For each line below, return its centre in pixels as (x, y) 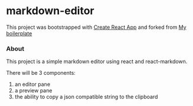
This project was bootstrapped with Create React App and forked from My (97, 27)
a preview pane (33, 91)
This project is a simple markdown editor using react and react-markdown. (97, 62)
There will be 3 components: (41, 73)
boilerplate (19, 33)
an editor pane (32, 84)
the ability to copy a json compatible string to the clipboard (86, 97)
